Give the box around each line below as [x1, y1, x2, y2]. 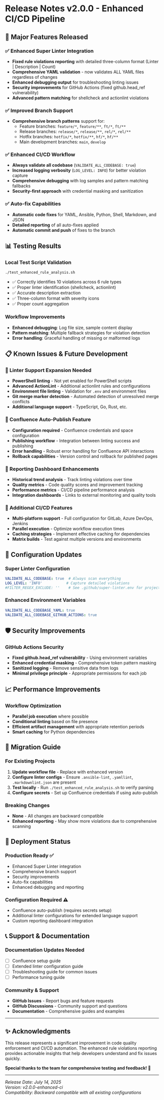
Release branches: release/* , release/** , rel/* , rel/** [19, 129, 131, 134]
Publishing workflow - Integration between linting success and [12, 438, 140, 443]
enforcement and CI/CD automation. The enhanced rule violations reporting [5, 1045, 157, 1051]
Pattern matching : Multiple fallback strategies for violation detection [12, 330, 150, 335]
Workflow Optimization [5, 702, 61, 709]
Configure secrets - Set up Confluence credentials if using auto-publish [12, 790, 158, 795]
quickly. [5, 1056, 21, 1061]
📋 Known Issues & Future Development [5, 350, 128, 358]
